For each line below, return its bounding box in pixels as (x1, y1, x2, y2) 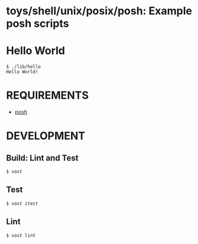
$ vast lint (6, 232, 36, 239)
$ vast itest (6, 201, 39, 207)
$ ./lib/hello (6, 64, 41, 70)
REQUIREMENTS (6, 89, 89, 102)
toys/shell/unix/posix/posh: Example (6, 4, 193, 18)
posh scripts (6, 17, 69, 30)
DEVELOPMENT (6, 129, 86, 143)
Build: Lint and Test (6, 153, 79, 163)
